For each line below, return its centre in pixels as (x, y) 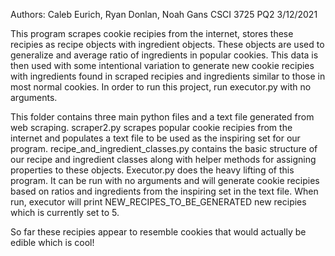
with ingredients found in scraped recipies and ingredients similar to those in (168, 76)
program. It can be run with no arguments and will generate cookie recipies (165, 180)
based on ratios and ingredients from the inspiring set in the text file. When (164, 191)
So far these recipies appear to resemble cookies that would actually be (158, 232)
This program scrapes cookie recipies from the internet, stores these (152, 33)
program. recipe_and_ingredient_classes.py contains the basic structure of (164, 148)
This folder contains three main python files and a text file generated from (162, 117)
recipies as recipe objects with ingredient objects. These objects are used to (167, 44)
